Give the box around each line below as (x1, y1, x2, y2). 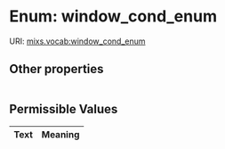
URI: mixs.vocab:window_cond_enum (9, 36, 146, 46)
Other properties (9, 62, 104, 77)
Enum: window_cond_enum (9, 6, 218, 27)
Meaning (41, 128, 80, 140)
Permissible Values (9, 102, 118, 117)
